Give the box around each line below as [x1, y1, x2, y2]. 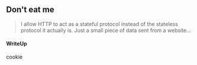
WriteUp [6, 40, 28, 47]
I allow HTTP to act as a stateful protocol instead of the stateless [20, 20, 179, 27]
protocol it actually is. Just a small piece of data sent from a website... [20, 27, 191, 34]
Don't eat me [6, 5, 54, 15]
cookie [6, 53, 23, 61]
